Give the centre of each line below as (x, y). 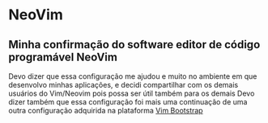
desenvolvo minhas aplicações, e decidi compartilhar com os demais (123, 85)
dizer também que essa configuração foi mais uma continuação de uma (128, 102)
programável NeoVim (63, 57)
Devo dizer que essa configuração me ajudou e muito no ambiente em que (133, 76)
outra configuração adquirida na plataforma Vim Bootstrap (106, 111)
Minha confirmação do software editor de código (134, 45)
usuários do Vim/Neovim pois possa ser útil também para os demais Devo (132, 93)
